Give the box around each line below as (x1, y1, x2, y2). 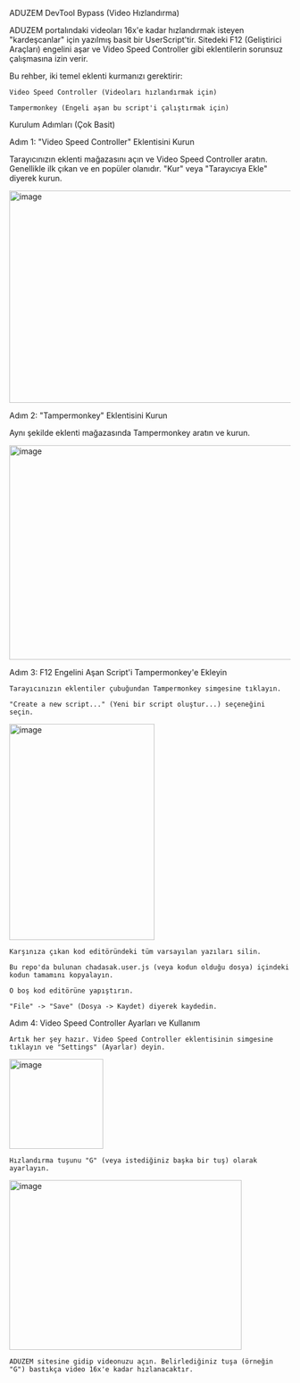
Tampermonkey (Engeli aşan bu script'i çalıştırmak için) (9, 104, 229, 113)
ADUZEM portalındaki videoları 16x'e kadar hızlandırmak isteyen (9, 25, 245, 35)
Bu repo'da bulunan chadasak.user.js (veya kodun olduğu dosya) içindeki (9, 963, 290, 972)
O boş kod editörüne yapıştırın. (9, 986, 134, 995)
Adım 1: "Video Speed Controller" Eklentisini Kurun (9, 137, 195, 147)
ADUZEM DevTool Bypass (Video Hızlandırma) (9, 8, 180, 18)
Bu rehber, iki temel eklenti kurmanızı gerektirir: (9, 71, 183, 81)
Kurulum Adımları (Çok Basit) (9, 120, 116, 130)
